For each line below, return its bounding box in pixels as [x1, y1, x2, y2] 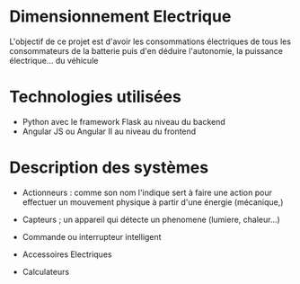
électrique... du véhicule [9, 55, 99, 66]
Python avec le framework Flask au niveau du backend [22, 116, 226, 127]
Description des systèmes [9, 157, 209, 178]
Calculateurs [22, 266, 70, 277]
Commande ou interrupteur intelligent [22, 231, 162, 242]
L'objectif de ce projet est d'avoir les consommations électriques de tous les [9, 36, 292, 47]
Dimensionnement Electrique [9, 6, 232, 27]
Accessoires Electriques [22, 249, 112, 260]
